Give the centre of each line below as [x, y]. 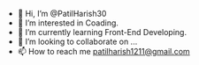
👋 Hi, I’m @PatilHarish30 [62, 14]
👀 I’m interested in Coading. [68, 23]
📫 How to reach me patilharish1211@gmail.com [103, 51]
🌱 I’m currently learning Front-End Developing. [102, 32]
